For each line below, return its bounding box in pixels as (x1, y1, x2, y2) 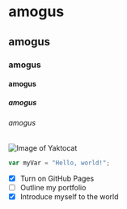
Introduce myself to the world (19, 191, 119, 201)
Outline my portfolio (19, 182, 87, 192)
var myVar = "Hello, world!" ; (8, 159, 111, 167)
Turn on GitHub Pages (19, 173, 95, 183)
